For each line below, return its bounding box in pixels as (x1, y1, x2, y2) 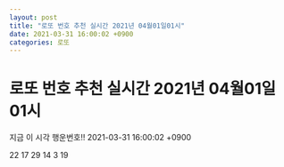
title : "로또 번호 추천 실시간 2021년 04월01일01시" (9, 21, 186, 30)
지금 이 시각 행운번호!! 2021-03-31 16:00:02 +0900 (9, 132, 192, 143)
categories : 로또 (9, 37, 70, 47)
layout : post (9, 12, 58, 22)
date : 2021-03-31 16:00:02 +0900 (9, 29, 134, 38)
